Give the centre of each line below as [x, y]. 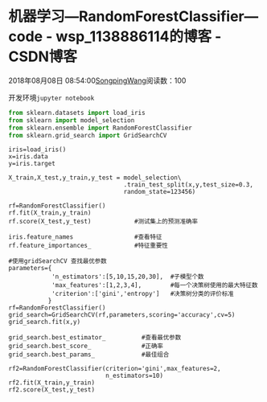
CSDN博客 [43, 57]
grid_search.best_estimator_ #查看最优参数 [95, 338]
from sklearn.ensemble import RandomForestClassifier [101, 128]
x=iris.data [28, 157]
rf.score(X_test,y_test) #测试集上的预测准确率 [103, 222]
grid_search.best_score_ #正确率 [86, 347]
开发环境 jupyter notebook [51, 97]
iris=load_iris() [37, 150]
